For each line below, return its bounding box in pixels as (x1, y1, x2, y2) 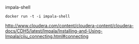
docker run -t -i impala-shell (5, 14, 70, 19)
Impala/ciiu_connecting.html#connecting (5, 33, 89, 39)
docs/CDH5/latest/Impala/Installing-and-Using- (5, 28, 103, 34)
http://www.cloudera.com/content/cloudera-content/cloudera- (5, 22, 134, 28)
